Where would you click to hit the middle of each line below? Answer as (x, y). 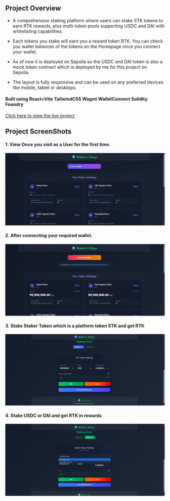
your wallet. (25, 52)
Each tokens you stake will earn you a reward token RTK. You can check (88, 41)
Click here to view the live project (40, 116)
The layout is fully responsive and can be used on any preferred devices (88, 82)
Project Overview (33, 8)
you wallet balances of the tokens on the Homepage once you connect (86, 46)
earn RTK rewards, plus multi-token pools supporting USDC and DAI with (89, 26)
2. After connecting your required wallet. (49, 236)
